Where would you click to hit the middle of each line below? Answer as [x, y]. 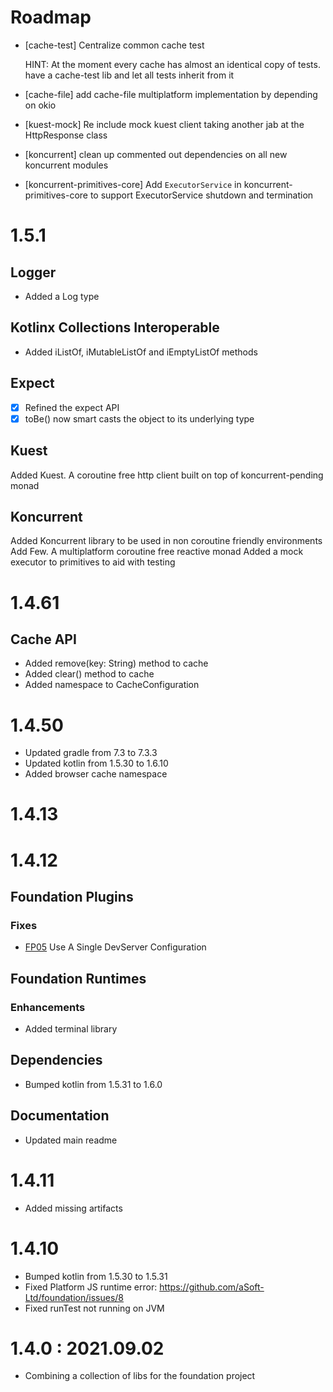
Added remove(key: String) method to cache [116, 663]
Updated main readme [71, 1140]
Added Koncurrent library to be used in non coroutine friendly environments [166, 541]
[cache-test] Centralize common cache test [114, 45]
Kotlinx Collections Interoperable [115, 327]
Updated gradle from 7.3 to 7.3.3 [91, 753]
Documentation [60, 1116]
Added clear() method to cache [89, 674]
